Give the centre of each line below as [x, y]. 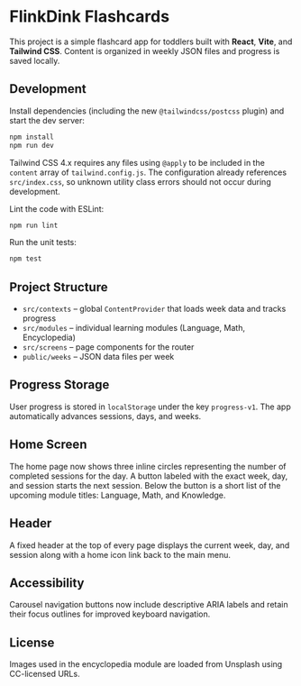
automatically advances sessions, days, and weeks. [105, 416]
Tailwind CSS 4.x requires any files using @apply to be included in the [137, 162]
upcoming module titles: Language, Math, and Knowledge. [118, 495]
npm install [32, 137]
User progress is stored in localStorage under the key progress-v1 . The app [150, 407]
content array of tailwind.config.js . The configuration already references [148, 172]
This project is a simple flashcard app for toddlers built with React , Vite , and [151, 41]
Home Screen [48, 445]
